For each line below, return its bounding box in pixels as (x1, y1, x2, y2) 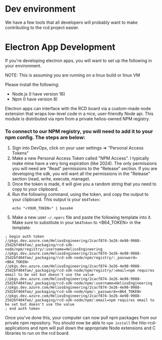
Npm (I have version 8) (12, 96, 58, 102)
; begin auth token (5, 234, 44, 239)
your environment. (5, 63, 42, 68)
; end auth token (5, 307, 40, 311)
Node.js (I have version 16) (12, 91, 65, 97)
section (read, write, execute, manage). (12, 176, 90, 182)
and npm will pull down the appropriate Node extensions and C (30, 325, 156, 331)
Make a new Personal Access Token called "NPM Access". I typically (12, 155, 149, 161)
